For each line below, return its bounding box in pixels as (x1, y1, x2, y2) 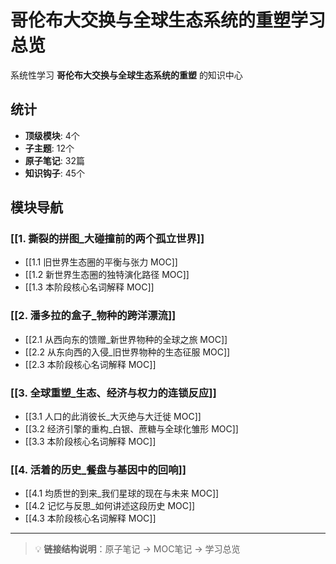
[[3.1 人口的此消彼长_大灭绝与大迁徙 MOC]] (24, 411, 202, 423)
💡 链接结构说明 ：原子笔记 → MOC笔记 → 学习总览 (34, 543, 241, 555)
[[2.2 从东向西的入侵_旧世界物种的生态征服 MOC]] (24, 346, 231, 358)
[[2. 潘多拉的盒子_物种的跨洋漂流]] (10, 309, 177, 323)
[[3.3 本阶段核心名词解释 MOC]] (24, 436, 157, 448)
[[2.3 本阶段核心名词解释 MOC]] (24, 358, 157, 370)
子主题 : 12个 (24, 142, 75, 154)
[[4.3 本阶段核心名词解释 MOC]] (24, 512, 157, 525)
